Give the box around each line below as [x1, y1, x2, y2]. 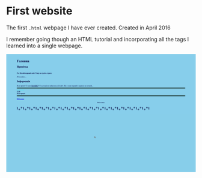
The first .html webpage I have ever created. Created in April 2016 [6, 24, 171, 31]
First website [6, 4, 73, 18]
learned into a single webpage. [6, 42, 83, 49]
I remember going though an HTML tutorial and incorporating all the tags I [6, 35, 189, 43]
